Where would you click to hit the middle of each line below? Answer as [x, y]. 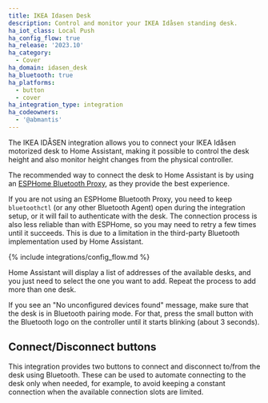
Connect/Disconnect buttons [82, 347]
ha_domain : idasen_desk [48, 68]
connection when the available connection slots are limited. [106, 392]
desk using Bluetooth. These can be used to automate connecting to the [127, 375]
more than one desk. [42, 289]
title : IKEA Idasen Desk [50, 16]
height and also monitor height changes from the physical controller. [121, 159]
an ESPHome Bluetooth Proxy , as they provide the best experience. [119, 183]
